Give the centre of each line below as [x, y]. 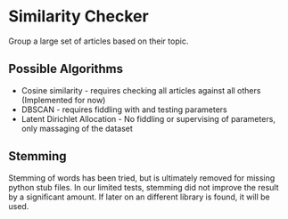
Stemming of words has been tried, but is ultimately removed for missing [142, 178]
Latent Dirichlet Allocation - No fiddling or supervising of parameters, [148, 118]
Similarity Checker [78, 16]
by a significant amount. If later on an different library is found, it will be [140, 197]
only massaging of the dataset [77, 128]
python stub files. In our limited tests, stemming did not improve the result [144, 187]
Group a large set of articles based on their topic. [99, 41]
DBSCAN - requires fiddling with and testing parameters [124, 109]
